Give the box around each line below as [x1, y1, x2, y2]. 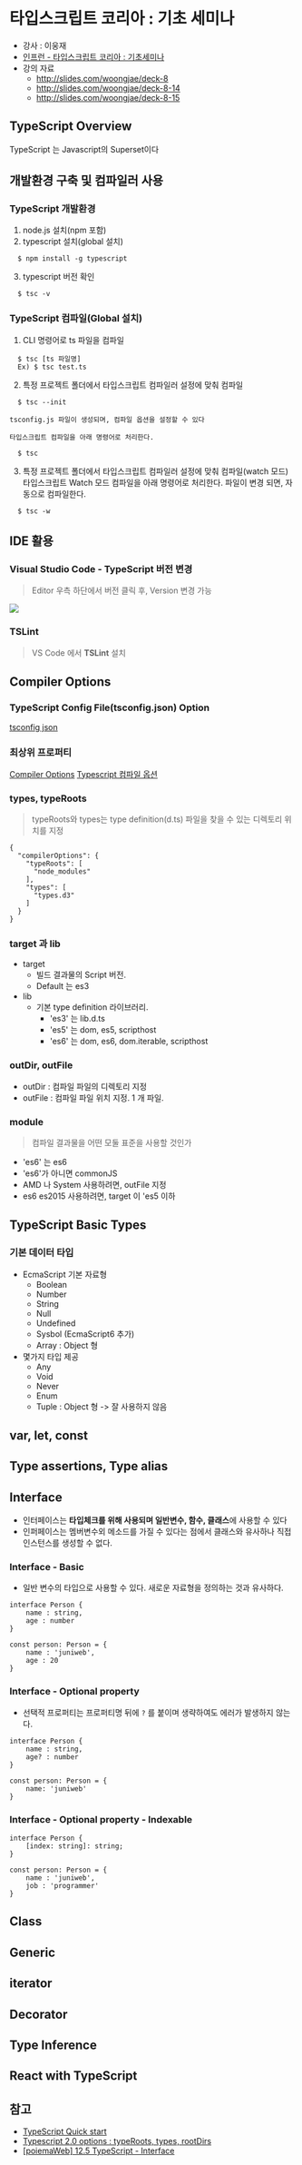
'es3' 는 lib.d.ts [49, 1013, 106, 1024]
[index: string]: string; [25, 1842, 124, 1851]
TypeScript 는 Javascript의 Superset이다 [9, 143, 160, 154]
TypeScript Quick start [22, 2126, 107, 2137]
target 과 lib [9, 937, 61, 950]
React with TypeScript [9, 2068, 138, 2084]
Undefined [35, 1318, 76, 1329]
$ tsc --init [17, 397, 67, 407]
